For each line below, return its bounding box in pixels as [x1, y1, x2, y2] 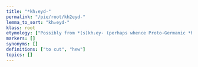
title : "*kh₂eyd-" [6, 8, 51, 15]
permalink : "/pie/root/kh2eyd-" [6, 14, 85, 20]
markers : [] [6, 36, 35, 41]
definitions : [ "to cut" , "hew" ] [6, 47, 85, 52]
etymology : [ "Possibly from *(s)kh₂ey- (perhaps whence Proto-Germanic [6, 30, 186, 36]
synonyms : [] [6, 41, 38, 47]
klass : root [6, 24, 35, 31]
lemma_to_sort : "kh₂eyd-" [6, 19, 70, 25]
